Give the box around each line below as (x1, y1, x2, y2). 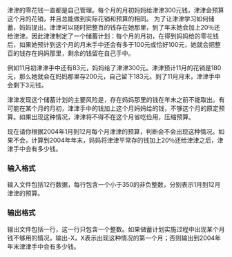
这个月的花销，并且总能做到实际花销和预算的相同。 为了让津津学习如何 (7, 14, 209, 23)
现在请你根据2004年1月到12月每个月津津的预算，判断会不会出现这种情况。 (7, 127, 219, 136)
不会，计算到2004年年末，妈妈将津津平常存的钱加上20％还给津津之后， (12, 136, 217, 144)
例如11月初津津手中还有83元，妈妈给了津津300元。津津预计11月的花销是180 (7, 64, 222, 72)
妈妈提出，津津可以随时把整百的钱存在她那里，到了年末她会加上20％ (19, 23, 215, 31)
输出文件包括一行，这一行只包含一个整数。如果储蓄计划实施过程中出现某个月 (7, 225, 225, 233)
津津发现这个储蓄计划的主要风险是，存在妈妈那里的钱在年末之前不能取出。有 (7, 96, 225, 103)
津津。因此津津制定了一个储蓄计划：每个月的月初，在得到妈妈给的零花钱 (12, 32, 219, 40)
